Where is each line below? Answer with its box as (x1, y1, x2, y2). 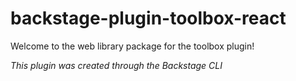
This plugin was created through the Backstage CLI (10, 59, 223, 71)
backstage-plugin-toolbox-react (10, 7, 287, 30)
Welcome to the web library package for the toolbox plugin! (10, 40, 255, 52)
